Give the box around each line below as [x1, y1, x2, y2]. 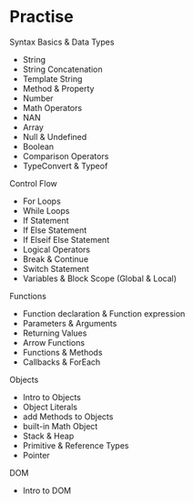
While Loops [22, 205, 70, 216]
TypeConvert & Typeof [22, 160, 108, 171]
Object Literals [22, 401, 77, 412]
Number [22, 93, 54, 104]
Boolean [22, 141, 55, 152]
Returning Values [22, 327, 87, 338]
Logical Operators [22, 244, 91, 255]
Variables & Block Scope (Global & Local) [22, 273, 178, 284]
